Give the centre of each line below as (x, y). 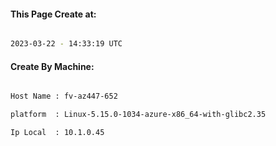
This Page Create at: (53, 14)
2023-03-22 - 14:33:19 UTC (66, 44)
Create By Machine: (52, 66)
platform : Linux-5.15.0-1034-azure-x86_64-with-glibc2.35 (138, 115)
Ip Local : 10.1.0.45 (57, 133)
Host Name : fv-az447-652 (64, 96)
